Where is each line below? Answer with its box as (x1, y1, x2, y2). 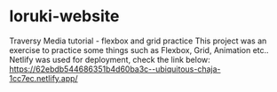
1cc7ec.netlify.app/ (9, 73, 78, 83)
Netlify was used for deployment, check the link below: (9, 54, 210, 65)
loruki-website (9, 6, 120, 27)
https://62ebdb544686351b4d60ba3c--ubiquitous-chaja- (9, 64, 221, 74)
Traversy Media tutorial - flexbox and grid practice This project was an (9, 35, 267, 46)
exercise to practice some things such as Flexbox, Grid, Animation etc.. (9, 44, 269, 55)
